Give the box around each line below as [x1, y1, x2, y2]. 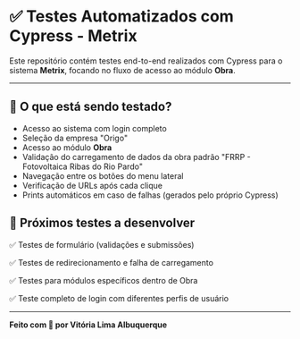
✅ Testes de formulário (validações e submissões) [9, 239, 195, 250]
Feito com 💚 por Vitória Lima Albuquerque [9, 319, 168, 330]
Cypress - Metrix [9, 26, 137, 47]
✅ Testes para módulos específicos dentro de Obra [9, 275, 198, 285]
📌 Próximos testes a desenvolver [9, 216, 196, 231]
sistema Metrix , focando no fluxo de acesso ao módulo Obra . [9, 64, 236, 75]
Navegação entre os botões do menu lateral [21, 170, 184, 181]
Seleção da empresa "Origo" [21, 132, 128, 143]
